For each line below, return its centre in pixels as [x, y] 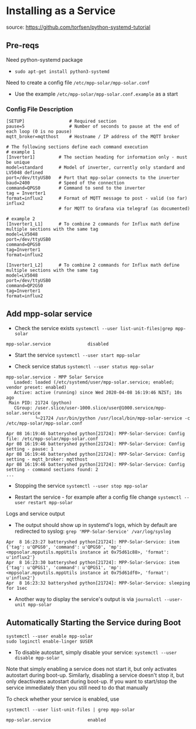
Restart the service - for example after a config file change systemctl [98, 497]
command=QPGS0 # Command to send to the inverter [76, 188]
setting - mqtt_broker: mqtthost [47, 459]
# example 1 [21, 152]
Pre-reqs [23, 46]
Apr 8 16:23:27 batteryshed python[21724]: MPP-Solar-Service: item [93, 542]
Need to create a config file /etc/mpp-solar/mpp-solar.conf [78, 82]
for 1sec [17, 588]
